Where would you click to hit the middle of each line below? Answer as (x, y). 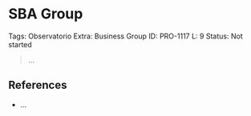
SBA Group (46, 14)
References (38, 85)
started (20, 44)
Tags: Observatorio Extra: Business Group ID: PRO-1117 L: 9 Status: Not (125, 36)
